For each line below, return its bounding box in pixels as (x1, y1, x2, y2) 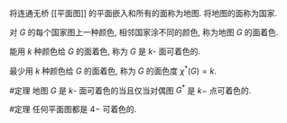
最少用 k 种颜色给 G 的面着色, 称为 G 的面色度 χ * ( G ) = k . (9, 64, 218, 76)
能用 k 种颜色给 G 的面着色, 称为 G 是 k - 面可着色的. (9, 46, 201, 57)
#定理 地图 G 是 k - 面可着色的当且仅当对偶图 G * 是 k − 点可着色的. (9, 83, 252, 96)
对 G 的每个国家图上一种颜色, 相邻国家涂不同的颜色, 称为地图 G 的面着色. (9, 27, 279, 38)
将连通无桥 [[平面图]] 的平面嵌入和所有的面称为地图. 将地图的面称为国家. (9, 8, 278, 18)
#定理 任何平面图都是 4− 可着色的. (9, 104, 137, 115)
